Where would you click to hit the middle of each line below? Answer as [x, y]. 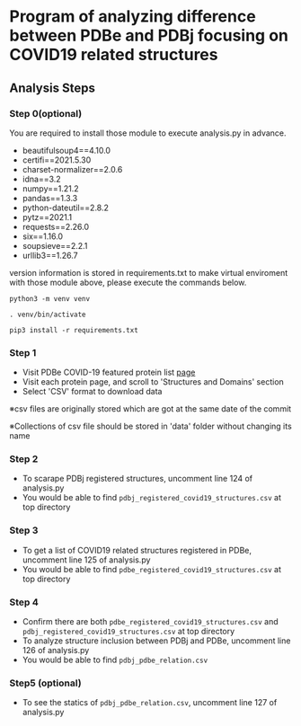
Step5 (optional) [46, 683]
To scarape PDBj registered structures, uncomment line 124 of [137, 479]
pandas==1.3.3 [50, 198]
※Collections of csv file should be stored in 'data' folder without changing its [150, 426]
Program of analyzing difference [133, 17]
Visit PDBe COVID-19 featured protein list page [109, 372]
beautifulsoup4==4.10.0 [66, 150]
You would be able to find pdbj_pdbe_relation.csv [115, 660]
